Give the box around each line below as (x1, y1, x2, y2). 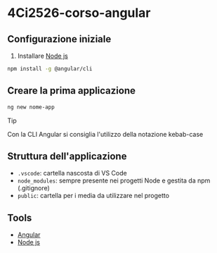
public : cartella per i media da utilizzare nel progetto (17, 192, 170, 200)
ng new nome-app (7, 104, 55, 111)
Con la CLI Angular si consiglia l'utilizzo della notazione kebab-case (7, 130, 204, 138)
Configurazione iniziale (7, 33, 112, 45)
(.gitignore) (17, 184, 51, 192)
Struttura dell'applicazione (7, 150, 127, 162)
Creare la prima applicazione (7, 85, 136, 97)
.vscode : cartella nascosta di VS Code (17, 169, 128, 178)
